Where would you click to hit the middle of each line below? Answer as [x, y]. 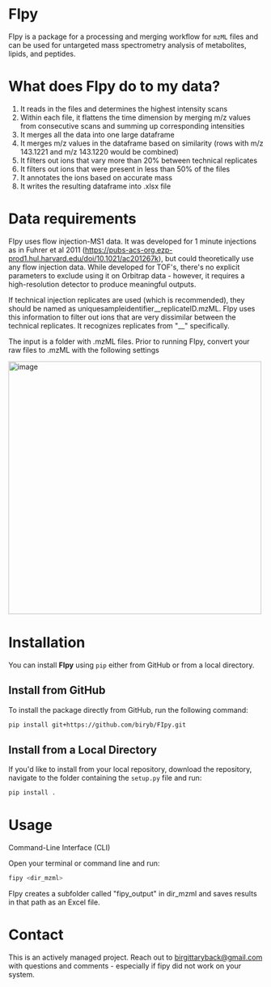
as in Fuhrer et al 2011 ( [47, 250]
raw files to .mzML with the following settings [84, 349]
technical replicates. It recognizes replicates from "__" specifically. [119, 325]
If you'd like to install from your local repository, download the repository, [130, 769]
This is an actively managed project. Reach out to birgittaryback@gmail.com [135, 957]
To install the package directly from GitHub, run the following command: [128, 710]
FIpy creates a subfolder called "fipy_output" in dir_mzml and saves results [133, 893]
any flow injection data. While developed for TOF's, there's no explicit [124, 267]
